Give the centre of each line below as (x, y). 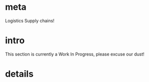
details (19, 74)
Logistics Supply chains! (30, 21)
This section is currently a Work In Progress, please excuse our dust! (75, 54)
